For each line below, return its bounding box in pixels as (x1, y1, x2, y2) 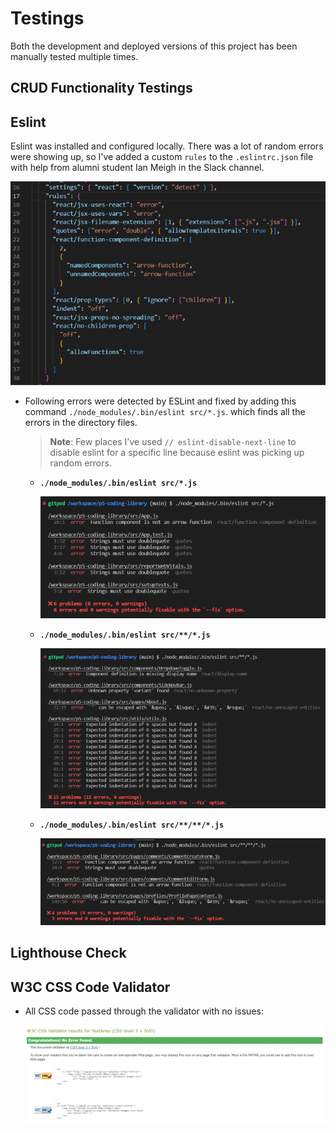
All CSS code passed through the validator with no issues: (24, 1005, 264, 1017)
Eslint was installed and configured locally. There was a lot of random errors (10, 140, 324, 152)
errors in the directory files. (24, 416, 138, 428)
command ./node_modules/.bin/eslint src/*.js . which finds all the (24, 405, 306, 417)
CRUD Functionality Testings (10, 80, 193, 97)
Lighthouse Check (10, 945, 127, 962)
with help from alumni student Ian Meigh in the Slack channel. (10, 162, 265, 174)
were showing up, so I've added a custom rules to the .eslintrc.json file (10, 151, 314, 163)
